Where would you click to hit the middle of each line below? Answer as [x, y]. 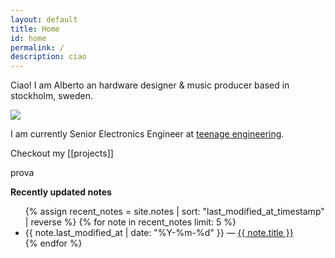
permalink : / [37, 47]
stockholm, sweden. [52, 96]
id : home [28, 38]
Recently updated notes [61, 192]
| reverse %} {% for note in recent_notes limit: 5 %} [130, 222]
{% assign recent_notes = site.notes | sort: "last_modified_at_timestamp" [174, 212]
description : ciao [48, 57]
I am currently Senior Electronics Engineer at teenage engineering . [147, 134]
